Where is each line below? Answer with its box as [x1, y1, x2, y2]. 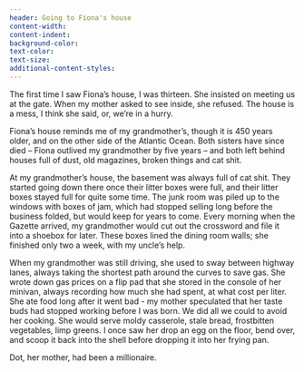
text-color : [9, 47, 54, 56]
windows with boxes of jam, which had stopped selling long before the [9, 201, 273, 211]
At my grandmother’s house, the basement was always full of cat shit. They [9, 171, 291, 182]
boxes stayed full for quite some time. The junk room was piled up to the [9, 191, 279, 202]
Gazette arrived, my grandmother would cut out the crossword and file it [9, 220, 279, 231]
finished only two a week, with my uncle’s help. [9, 240, 186, 250]
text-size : [9, 55, 51, 64]
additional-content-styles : [9, 64, 116, 73]
